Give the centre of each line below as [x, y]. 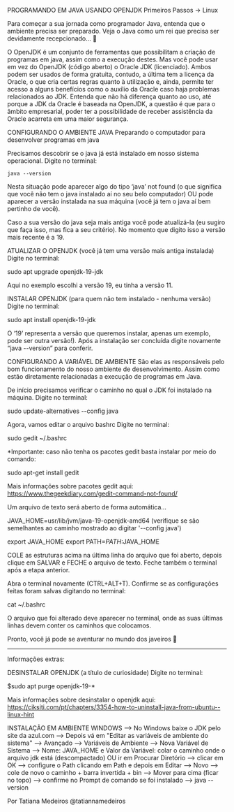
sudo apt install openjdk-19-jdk [52, 320]
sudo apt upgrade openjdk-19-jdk [55, 271]
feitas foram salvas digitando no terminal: [67, 591]
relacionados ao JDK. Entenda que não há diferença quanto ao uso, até [109, 96]
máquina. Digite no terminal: [48, 397]
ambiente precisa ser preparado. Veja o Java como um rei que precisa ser [113, 31]
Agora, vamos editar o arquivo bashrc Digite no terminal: [88, 425]
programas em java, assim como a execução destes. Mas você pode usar [112, 59]
